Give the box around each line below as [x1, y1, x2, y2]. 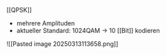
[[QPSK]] [6, 6, 32, 14]
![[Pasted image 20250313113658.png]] [6, 40, 119, 47]
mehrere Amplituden [16, 19, 75, 27]
